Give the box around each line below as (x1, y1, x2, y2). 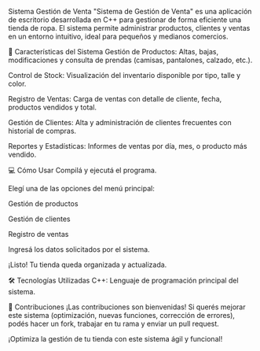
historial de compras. (8, 126, 77, 135)
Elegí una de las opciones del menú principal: (8, 184, 155, 193)
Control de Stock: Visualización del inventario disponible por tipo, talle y (8, 71, 241, 79)
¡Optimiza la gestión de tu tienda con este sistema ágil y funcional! (8, 334, 223, 343)
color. (8, 79, 27, 88)
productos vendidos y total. (8, 102, 97, 112)
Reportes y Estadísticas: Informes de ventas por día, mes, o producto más (8, 142, 247, 150)
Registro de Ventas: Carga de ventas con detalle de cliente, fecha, (8, 94, 222, 103)
